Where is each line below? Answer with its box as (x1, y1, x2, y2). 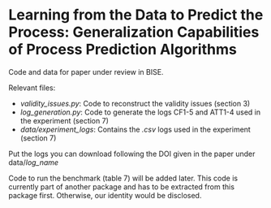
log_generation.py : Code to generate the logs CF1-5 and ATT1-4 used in (19, 107, 261, 117)
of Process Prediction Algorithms (8, 41, 237, 58)
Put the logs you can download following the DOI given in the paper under (8, 149, 256, 158)
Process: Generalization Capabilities (8, 23, 260, 41)
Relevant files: (8, 83, 56, 93)
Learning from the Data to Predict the (8, 6, 264, 24)
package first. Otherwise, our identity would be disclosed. (8, 190, 202, 200)
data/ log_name (8, 157, 59, 167)
